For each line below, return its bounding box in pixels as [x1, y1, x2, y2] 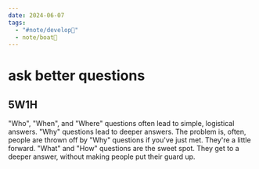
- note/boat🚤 [15, 33, 58, 41]
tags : [8, 19, 26, 27]
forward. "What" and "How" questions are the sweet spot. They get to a [8, 144, 240, 153]
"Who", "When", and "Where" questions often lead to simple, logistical [8, 119, 235, 128]
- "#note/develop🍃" [15, 26, 79, 34]
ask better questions [8, 67, 146, 84]
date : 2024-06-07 [8, 11, 65, 20]
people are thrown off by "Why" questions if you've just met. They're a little [8, 135, 252, 145]
